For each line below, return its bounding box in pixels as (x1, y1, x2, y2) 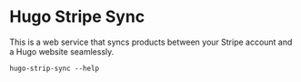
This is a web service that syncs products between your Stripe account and (9, 36, 293, 47)
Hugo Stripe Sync (9, 6, 145, 27)
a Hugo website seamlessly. (9, 46, 115, 56)
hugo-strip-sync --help (9, 64, 100, 73)
